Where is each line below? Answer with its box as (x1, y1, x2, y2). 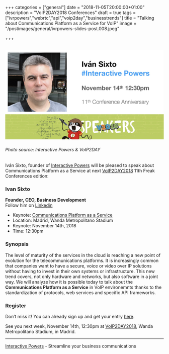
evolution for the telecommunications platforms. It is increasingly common (5, 257, 159, 263)
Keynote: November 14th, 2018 (12, 223, 76, 229)
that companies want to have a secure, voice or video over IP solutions (5, 262, 152, 269)
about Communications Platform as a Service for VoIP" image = (5, 20, 137, 26)
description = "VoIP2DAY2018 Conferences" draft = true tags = (5, 10, 136, 16)
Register (5, 302, 27, 309)
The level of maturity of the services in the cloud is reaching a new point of (5, 252, 161, 258)
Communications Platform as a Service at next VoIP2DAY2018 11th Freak (5, 168, 155, 174)
